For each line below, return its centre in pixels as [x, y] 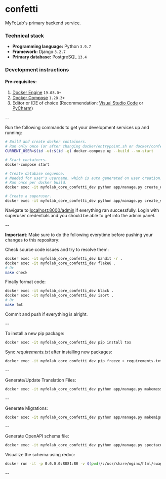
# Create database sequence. [35, 173]
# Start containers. [26, 160]
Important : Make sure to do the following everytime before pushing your [79, 235]
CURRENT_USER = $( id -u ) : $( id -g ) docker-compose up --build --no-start [79, 151]
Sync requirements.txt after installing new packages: [59, 352]
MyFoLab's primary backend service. [43, 23]
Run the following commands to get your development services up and [77, 128]
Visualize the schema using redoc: [40, 455]
